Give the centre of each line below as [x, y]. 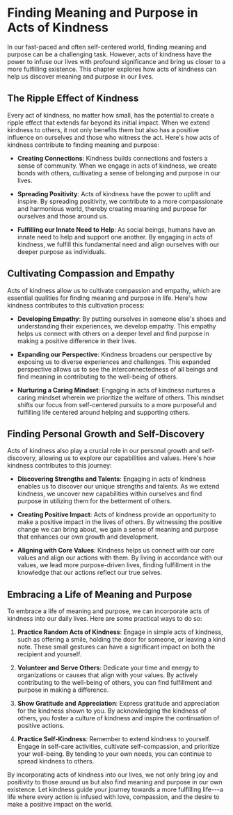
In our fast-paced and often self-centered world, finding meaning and [107, 47]
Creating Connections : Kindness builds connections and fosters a [112, 158]
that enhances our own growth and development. [88, 537]
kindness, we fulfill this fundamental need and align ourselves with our [118, 244]
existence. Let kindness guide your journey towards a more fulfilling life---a [115, 790]
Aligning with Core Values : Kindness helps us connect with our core [116, 551]
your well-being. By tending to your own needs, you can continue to [114, 754]
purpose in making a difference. [63, 690]
